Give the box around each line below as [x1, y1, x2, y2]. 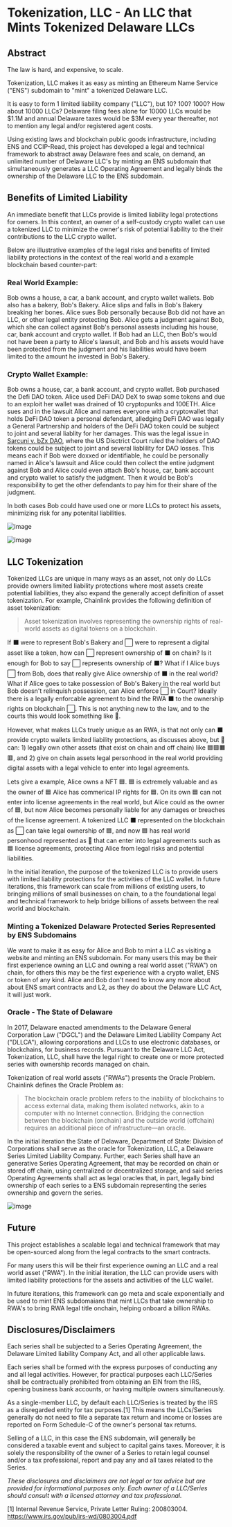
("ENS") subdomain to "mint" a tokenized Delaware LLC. [7, 87, 168, 94]
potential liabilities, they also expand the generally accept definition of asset [7, 589, 224, 597]
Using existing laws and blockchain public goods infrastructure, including [7, 135, 217, 143]
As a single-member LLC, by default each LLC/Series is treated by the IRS [7, 1398, 218, 1407]
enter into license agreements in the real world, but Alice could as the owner [7, 798, 225, 806]
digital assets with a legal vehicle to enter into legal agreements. [7, 763, 190, 772]
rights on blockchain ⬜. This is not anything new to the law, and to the [7, 705, 210, 713]
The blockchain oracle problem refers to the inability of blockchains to [24, 1094, 224, 1102]
